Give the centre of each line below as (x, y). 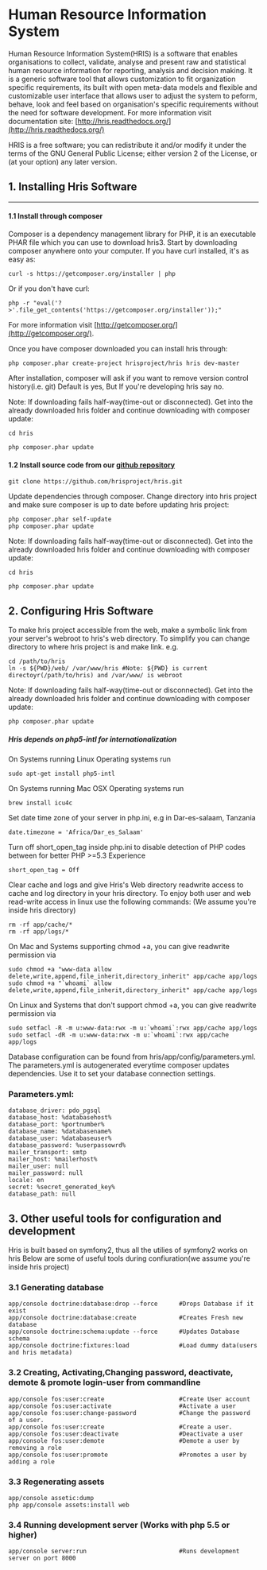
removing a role (35, 1448)
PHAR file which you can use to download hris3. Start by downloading (123, 242)
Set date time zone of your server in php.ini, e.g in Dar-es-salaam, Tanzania (132, 817)
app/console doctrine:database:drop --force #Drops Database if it (131, 1304)
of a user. (26, 1420)
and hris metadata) (41, 1353)
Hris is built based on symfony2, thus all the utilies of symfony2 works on (128, 1250)
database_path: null (43, 1194)
